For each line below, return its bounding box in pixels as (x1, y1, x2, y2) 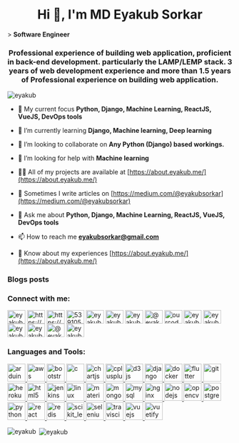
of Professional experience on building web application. (21, 74, 219, 84)
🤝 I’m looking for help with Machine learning (17, 154, 150, 163)
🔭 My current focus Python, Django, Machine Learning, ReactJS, (17, 105, 212, 114)
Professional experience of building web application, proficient (8, 48, 232, 58)
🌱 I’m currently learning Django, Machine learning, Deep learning (17, 126, 212, 135)
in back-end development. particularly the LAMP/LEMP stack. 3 (7, 56, 233, 66)
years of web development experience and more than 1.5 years (8, 66, 232, 76)
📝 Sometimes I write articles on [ (17, 189, 113, 198)
